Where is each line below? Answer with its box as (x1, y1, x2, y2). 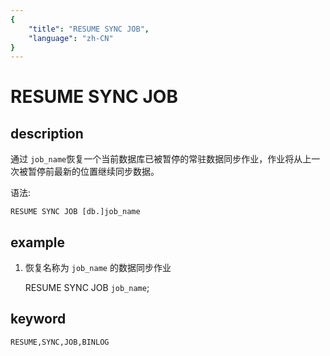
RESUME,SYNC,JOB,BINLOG (10, 337, 110, 347)
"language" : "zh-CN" (28, 33, 114, 43)
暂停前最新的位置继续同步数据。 (27, 166, 160, 178)
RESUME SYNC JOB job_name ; (24, 282, 150, 294)
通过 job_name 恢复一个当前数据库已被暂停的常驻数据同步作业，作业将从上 (10, 153, 312, 165)
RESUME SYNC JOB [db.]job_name (10, 207, 141, 217)
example (10, 234, 66, 251)
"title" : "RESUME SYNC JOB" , (28, 24, 150, 34)
